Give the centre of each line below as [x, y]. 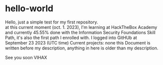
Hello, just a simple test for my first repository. [52, 22]
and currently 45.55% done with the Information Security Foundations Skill [80, 32]
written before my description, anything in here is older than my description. [82, 48]
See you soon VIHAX [26, 57]
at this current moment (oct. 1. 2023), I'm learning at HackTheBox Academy [81, 27]
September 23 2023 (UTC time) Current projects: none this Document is [78, 43]
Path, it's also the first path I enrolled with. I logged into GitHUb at [71, 38]
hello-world [29, 9]
